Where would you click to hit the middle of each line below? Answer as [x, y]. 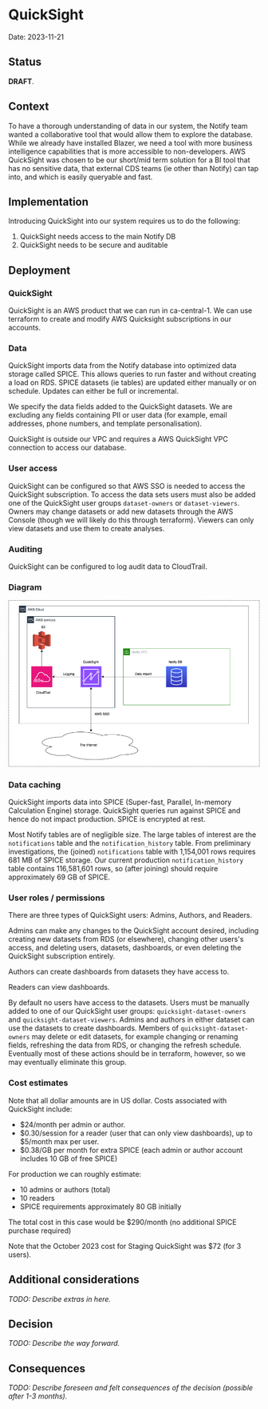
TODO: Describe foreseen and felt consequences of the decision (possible [131, 1388]
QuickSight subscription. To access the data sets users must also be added [132, 494]
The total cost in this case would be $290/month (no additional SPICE [122, 1222]
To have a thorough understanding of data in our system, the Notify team [128, 126]
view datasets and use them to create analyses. [87, 528]
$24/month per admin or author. [73, 1124]
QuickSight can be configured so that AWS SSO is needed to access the [127, 486]
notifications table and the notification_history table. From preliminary [130, 843]
